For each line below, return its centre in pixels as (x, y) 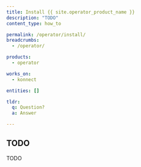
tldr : (13, 102)
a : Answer (24, 113)
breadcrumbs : (23, 41)
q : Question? (28, 107)
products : (19, 57)
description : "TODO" (33, 18)
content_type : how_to (34, 23)
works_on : (19, 74)
